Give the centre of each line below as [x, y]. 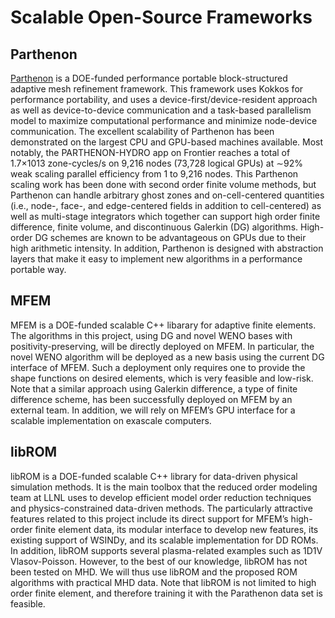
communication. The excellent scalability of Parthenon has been [142, 131]
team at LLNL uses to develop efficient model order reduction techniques [161, 497]
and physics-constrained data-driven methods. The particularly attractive [161, 508]
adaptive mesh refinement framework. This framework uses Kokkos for [157, 89]
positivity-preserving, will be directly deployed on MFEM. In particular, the [162, 346]
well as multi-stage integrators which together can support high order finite [165, 216]
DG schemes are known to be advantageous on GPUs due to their [170, 237]
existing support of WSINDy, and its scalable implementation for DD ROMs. [164, 540]
